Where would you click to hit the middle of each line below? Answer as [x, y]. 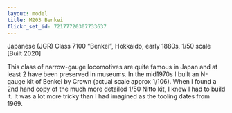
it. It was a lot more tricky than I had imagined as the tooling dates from [108, 96]
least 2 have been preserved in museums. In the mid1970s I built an [103, 74]
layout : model [28, 14]
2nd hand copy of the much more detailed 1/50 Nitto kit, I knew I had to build [116, 89]
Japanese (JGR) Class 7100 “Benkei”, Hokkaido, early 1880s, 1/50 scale [109, 46]
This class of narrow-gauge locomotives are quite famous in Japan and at [113, 67]
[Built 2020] [24, 53]
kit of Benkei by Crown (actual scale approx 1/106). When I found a [122, 82]
